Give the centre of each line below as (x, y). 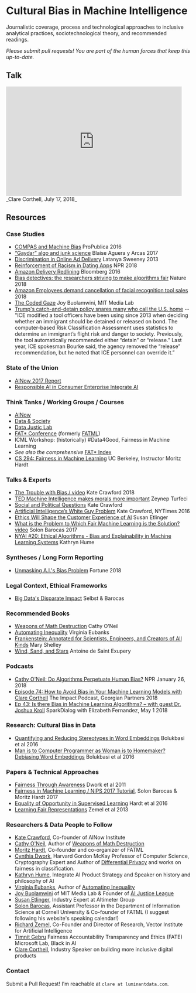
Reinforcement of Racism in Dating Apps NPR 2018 (76, 265)
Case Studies (25, 234)
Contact (18, 971)
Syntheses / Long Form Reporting (55, 558)
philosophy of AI (34, 881)
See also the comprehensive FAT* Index (63, 452)
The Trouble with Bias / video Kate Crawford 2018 (74, 493)
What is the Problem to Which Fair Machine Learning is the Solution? (97, 524)
